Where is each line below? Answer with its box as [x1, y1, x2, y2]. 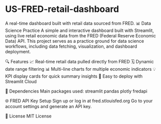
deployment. [5, 48, 31, 54]
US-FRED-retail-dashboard [5, 3, 119, 15]
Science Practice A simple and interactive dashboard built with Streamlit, [5, 27, 154, 33]
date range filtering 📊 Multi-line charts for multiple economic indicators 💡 [5, 66, 157, 72]
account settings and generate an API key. [5, 103, 92, 109]
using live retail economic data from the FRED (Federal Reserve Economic [5, 32, 156, 38]
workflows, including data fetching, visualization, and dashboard [5, 43, 138, 49]
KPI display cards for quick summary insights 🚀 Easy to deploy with [5, 73, 143, 79]
